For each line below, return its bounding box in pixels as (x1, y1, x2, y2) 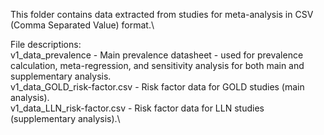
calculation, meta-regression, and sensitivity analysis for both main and (10, 60, 305, 71)
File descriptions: (10, 39, 82, 50)
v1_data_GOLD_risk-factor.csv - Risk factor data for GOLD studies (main (10, 81, 305, 93)
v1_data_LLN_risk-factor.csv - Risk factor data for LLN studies (10, 102, 265, 114)
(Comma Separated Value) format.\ (10, 19, 155, 31)
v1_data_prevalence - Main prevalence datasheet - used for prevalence (10, 49, 304, 61)
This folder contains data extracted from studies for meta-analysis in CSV (10, 9, 314, 20)
